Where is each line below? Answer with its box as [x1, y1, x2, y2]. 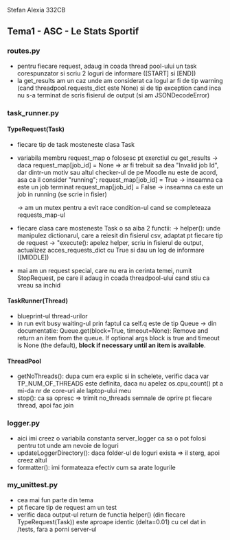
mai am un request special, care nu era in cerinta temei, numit [16, 266, 192, 274]
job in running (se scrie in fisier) [16, 190, 108, 198]
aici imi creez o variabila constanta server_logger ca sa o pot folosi [16, 434, 207, 442]
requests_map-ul [16, 211, 65, 219]
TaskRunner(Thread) [7, 296, 69, 305]
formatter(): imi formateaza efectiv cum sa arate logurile [16, 463, 176, 471]
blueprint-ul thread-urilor [16, 312, 88, 320]
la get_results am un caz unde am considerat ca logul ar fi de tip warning [16, 76, 223, 84]
